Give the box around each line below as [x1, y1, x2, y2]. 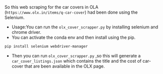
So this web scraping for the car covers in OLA [4, 4, 99, 10]
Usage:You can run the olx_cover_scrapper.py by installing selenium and [11, 24, 159, 30]
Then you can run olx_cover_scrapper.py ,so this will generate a [11, 52, 141, 58]
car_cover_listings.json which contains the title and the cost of [11, 58, 142, 64]
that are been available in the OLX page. [24, 63, 105, 69]
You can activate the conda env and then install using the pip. [11, 34, 136, 40]
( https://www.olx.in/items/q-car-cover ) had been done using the [4, 9, 138, 15]
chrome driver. [11, 29, 41, 35]
